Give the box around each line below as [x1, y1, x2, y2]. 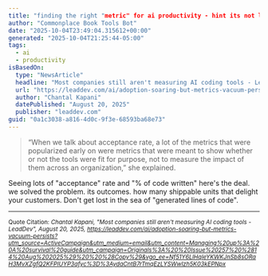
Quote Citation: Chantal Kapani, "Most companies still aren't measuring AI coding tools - [8, 218, 252, 226]
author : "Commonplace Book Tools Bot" [8, 19, 137, 27]
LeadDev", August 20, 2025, [8, 225, 86, 233]
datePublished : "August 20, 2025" [15, 101, 130, 108]
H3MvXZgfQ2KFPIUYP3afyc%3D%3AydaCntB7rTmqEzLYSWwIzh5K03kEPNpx [8, 260, 226, 268]
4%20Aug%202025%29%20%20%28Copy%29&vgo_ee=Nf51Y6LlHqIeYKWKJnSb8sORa [8, 253, 257, 261]
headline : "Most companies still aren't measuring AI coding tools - [15, 78, 251, 86]
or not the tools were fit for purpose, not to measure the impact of [27, 154, 245, 164]
